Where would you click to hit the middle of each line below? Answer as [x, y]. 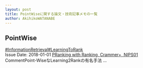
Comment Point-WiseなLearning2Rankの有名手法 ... [56, 60]
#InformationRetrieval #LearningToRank [44, 50]
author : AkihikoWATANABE [30, 18]
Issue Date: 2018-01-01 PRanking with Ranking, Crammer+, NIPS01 [71, 55]
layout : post [18, 9]
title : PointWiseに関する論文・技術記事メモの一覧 [51, 14]
